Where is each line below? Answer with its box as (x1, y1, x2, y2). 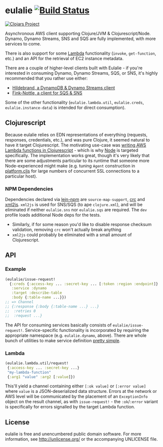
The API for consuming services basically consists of (5, 322, 112, 328)
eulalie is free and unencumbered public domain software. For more (5, 431, 142, 437)
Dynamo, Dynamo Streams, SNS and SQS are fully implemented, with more (5, 36, 156, 41)
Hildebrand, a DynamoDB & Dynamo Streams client (12, 84, 115, 90)
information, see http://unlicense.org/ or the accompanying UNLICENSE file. (5, 436, 158, 442)
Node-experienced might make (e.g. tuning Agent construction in (5, 163, 136, 168)
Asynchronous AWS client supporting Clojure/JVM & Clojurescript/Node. (5, 30, 151, 36)
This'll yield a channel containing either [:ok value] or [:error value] (5, 383, 146, 389)
